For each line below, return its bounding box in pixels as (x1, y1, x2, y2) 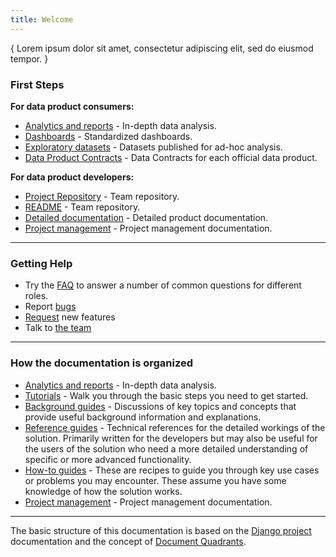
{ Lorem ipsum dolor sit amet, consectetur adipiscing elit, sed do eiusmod (10, 42, 314, 54)
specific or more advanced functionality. (24, 453, 192, 465)
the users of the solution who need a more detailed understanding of (24, 442, 309, 455)
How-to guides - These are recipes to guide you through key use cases (24, 464, 320, 476)
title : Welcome (10, 14, 74, 25)
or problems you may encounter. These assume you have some (24, 474, 287, 486)
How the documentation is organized (10, 356, 194, 370)
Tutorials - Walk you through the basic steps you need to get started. (24, 389, 309, 401)
